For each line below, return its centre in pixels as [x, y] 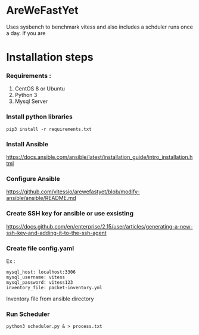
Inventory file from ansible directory [50, 299]
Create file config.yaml [40, 248]
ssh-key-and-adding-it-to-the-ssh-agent [57, 233]
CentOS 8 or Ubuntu [40, 89]
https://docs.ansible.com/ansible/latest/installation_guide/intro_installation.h [99, 157]
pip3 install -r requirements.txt [49, 129]
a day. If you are [26, 33]
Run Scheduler [28, 314]
